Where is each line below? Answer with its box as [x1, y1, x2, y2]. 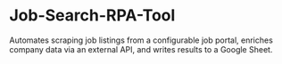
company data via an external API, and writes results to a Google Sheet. [9, 44, 273, 54]
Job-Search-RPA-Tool [9, 5, 176, 26]
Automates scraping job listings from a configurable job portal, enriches [9, 35, 274, 45]
